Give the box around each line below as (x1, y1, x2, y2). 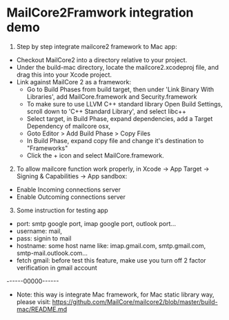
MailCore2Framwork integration (6, 5, 194, 21)
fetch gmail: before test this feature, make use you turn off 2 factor (16, 256, 206, 264)
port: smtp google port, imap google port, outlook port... (16, 219, 177, 227)
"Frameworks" (26, 144, 68, 152)
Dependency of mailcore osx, (26, 122, 111, 130)
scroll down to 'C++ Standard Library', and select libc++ (26, 107, 187, 115)
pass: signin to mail (16, 234, 72, 243)
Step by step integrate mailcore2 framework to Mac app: (16, 42, 177, 50)
